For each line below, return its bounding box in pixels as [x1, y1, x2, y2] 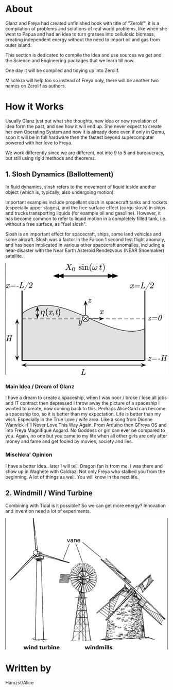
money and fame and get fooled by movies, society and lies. [5, 438, 133, 445]
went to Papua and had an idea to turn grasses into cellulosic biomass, [5, 31, 155, 37]
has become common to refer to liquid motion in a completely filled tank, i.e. [5, 215, 167, 222]
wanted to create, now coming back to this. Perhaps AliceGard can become [5, 406, 166, 412]
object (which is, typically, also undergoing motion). [5, 189, 115, 195]
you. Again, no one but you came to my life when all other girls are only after [5, 433, 167, 439]
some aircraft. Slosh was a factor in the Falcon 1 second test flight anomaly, [5, 236, 166, 242]
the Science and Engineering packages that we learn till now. [5, 57, 135, 63]
